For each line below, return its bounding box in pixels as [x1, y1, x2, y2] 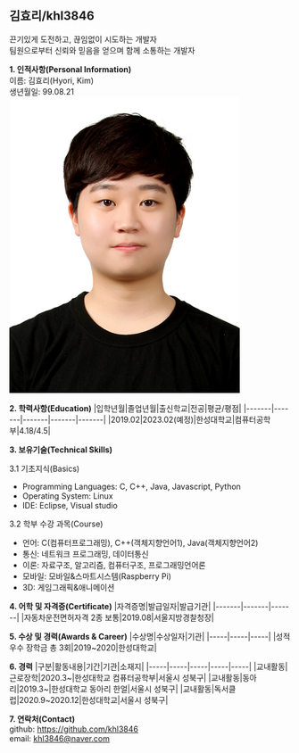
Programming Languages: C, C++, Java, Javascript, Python [21, 481, 241, 492]
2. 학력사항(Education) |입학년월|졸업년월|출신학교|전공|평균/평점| [9, 402, 242, 413]
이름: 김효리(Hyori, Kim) [9, 75, 95, 86]
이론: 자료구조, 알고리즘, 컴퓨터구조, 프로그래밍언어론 [21, 559, 206, 570]
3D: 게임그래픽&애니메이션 [21, 582, 115, 592]
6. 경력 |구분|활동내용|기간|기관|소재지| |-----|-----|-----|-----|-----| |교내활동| [9, 661, 288, 672]
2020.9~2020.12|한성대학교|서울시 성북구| [19, 694, 169, 705]
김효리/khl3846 [9, 8, 96, 24]
